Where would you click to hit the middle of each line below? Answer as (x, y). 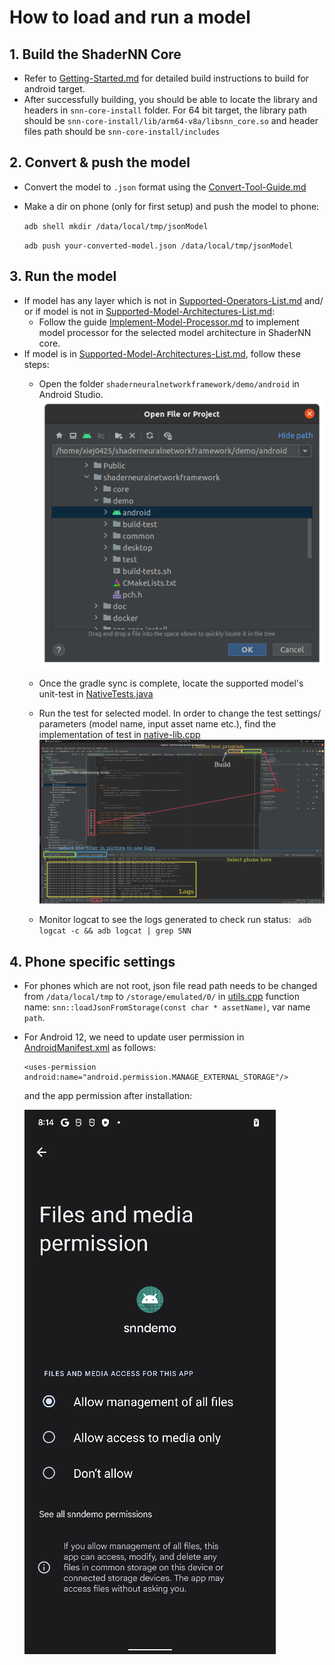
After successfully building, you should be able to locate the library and (170, 99)
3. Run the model (63, 276)
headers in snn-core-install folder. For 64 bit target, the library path (165, 110)
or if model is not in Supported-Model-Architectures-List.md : (149, 311)
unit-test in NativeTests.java (96, 693)
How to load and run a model (130, 17)
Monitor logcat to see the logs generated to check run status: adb (175, 920)
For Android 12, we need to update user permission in (134, 1037)
